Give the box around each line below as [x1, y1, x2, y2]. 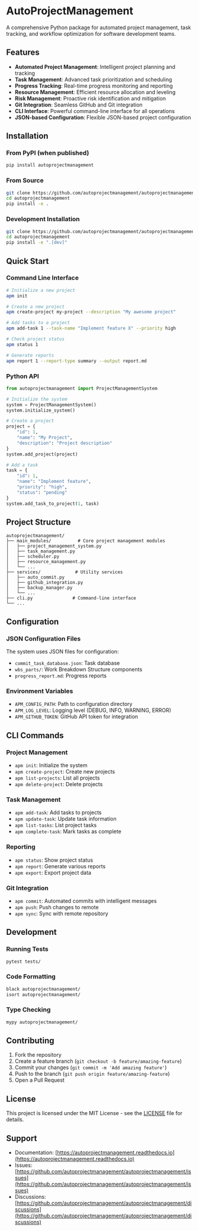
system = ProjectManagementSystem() [6, 401, 97, 408]
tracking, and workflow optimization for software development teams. [6, 30, 176, 37]
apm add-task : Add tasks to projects [14, 809, 102, 816]
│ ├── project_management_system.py [6, 543, 102, 549]
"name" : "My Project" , [17, 435, 73, 441]
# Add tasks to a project [6, 320, 70, 326]
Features [6, 48, 40, 58]
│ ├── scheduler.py [6, 554, 60, 560]
